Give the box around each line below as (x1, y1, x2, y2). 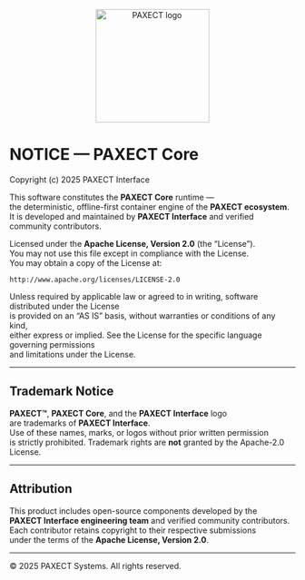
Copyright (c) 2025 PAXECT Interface (9, 173, 150, 185)
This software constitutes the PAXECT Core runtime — (9, 192, 215, 202)
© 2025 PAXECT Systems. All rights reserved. (9, 560, 182, 571)
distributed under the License (9, 300, 120, 311)
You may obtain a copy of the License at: (9, 257, 162, 268)
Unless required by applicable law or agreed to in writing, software (9, 290, 259, 301)
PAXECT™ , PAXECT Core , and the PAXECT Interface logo (9, 408, 228, 418)
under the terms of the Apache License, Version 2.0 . (9, 534, 209, 545)
